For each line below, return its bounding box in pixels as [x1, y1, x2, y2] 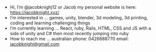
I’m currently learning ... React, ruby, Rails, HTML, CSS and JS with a [9, 25, 151, 31]
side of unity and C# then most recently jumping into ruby [9, 31, 129, 36]
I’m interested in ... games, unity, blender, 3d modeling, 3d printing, [9, 15, 148, 20]
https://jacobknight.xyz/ [9, 9, 59, 15]
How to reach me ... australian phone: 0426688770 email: [9, 36, 129, 42]
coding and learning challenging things [9, 20, 90, 26]
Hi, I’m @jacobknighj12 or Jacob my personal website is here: [9, 4, 136, 10]
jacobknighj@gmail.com [9, 41, 60, 47]
